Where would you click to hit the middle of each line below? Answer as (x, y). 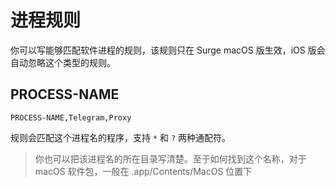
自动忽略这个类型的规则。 (63, 62)
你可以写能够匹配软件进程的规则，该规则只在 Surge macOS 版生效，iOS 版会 (168, 50)
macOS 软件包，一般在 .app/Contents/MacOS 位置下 (143, 171)
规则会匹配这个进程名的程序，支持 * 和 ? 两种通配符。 (121, 137)
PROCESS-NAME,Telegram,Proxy (71, 117)
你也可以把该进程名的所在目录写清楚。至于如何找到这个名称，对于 (170, 158)
